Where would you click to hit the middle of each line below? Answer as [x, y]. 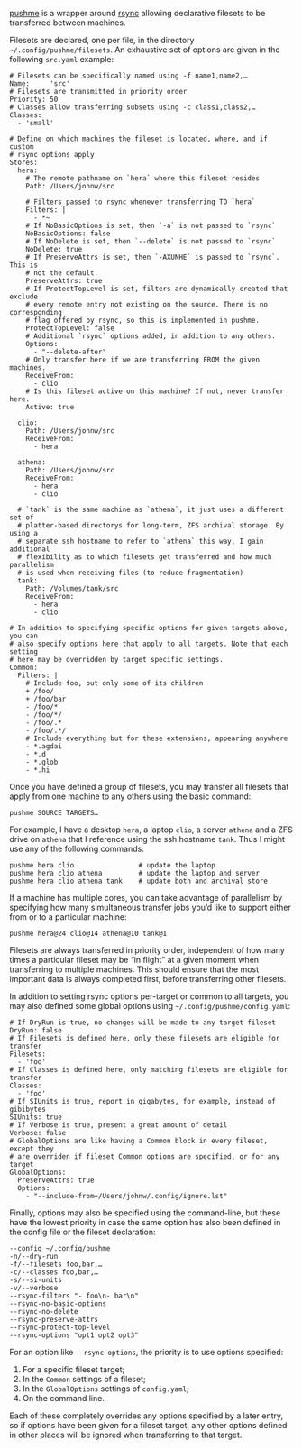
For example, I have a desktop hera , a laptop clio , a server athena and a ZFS [151, 830]
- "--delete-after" [69, 352]
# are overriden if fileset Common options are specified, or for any [145, 1157]
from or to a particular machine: [69, 917]
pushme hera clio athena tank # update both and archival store [139, 881]
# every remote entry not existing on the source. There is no [147, 305]
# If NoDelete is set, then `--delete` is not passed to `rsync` [151, 242]
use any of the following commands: [77, 848]
